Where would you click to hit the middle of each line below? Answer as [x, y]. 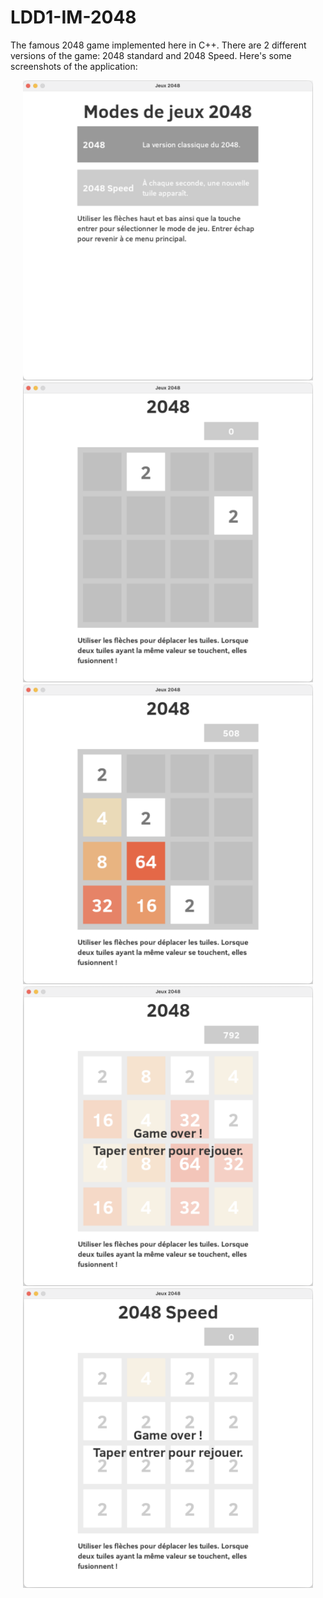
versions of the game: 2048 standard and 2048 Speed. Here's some [151, 55]
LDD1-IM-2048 [73, 17]
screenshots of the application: [74, 66]
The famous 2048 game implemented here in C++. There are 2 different [158, 45]
